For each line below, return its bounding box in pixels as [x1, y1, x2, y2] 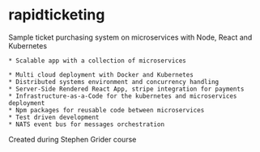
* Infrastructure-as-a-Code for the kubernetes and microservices [8, 91, 237, 100]
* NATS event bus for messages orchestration [8, 120, 164, 129]
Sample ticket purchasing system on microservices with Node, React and [8, 32, 253, 42]
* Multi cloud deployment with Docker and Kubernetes [8, 70, 194, 78]
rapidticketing [8, 6, 105, 24]
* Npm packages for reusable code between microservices [8, 106, 205, 114]
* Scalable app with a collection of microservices [8, 57, 186, 65]
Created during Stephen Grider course [8, 134, 137, 144]
